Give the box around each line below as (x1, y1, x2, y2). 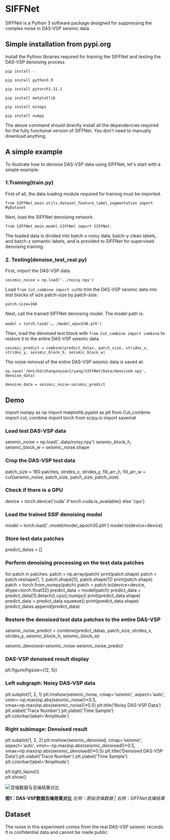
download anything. (5, 133, 47, 139)
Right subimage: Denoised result (5, 725, 88, 732)
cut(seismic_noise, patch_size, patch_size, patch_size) (5, 474, 119, 480)
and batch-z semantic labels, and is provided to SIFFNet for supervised (5, 238, 155, 244)
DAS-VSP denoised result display (5, 655, 89, 662)
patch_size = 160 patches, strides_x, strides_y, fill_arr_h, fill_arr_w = (5, 469, 146, 475)
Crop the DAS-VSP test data (5, 457, 76, 464)
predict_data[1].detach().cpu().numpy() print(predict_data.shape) (5, 593, 141, 599)
